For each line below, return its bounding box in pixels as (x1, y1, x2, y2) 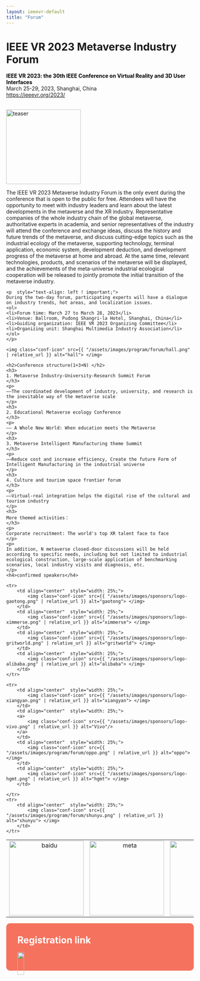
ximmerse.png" (6, 619, 42, 625)
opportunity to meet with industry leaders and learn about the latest (6, 202, 173, 209)
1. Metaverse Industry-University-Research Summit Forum (6, 373, 151, 379)
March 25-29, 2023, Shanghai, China (6, 85, 97, 92)
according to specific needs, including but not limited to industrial (6, 551, 187, 558)
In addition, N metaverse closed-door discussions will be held (6, 547, 169, 553)
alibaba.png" (6, 661, 39, 667)
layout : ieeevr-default (6, 8, 65, 15)
